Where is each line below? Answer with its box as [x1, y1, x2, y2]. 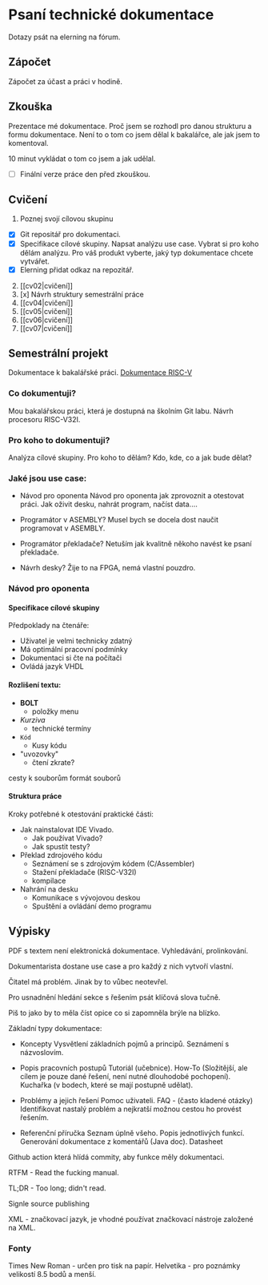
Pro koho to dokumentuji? [8, 434, 110, 445]
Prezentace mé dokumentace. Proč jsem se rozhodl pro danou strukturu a [8, 121, 252, 131]
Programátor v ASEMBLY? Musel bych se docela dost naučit [19, 515, 218, 525]
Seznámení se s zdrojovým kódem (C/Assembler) [31, 859, 195, 868]
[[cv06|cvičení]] [19, 315, 74, 324]
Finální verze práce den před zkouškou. [19, 169, 150, 179]
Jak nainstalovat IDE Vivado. [19, 824, 114, 834]
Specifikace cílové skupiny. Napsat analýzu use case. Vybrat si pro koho [19, 239, 259, 248]
